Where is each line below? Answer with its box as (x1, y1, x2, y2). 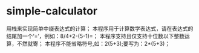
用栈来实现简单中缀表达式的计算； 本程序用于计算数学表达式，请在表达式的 (6, 25, 194, 32)
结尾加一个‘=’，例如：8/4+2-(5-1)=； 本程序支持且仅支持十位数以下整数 (6, 32, 184, 40)
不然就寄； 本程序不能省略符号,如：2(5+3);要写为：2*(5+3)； (16, 40, 171, 47)
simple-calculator (6, 4, 98, 18)
